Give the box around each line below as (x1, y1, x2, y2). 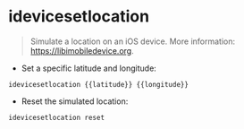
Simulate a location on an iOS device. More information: (29, 36, 236, 47)
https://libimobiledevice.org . (29, 45, 135, 56)
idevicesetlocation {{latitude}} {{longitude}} (8, 80, 189, 89)
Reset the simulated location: (21, 96, 129, 107)
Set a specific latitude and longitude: (21, 63, 157, 73)
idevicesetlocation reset (8, 113, 105, 122)
